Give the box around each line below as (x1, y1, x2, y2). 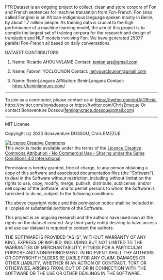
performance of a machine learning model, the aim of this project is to (5, 25, 145, 31)
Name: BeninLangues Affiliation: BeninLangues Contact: (12, 78, 125, 83)
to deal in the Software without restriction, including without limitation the (5, 175, 151, 181)
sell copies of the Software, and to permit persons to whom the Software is (5, 185, 155, 191)
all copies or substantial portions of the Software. (5, 205, 103, 211)
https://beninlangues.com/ (12, 83, 65, 89)
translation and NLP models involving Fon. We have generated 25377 (5, 35, 143, 41)
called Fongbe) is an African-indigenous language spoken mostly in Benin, (5, 15, 154, 20)
